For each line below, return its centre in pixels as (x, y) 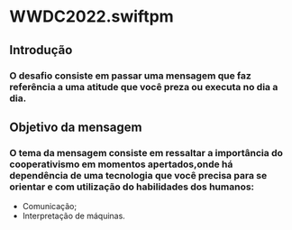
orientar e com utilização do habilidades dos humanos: (132, 187)
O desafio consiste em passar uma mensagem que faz (131, 76)
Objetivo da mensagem (76, 127)
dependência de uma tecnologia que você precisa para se (138, 175)
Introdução (41, 50)
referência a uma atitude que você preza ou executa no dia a (144, 87)
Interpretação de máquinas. (74, 216)
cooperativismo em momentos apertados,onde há (121, 164)
